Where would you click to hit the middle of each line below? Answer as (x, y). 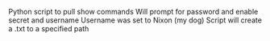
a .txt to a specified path (49, 29)
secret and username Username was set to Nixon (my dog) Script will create (135, 20)
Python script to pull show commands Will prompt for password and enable (133, 12)
